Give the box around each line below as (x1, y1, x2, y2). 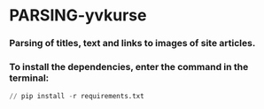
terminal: (9, 72, 50, 84)
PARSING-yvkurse (9, 5, 147, 26)
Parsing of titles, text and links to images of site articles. (9, 37, 256, 50)
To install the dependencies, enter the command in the (9, 61, 249, 74)
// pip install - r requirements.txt (9, 92, 144, 101)
